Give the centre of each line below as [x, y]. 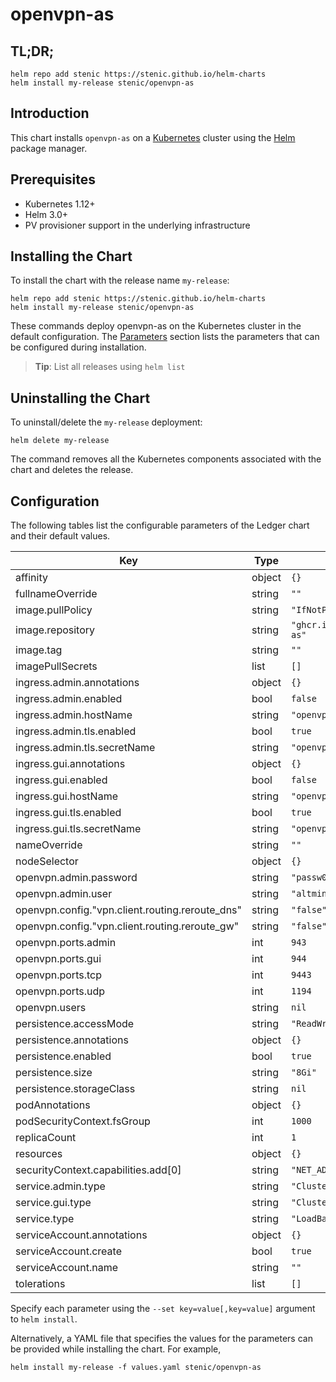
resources [39, 1154]
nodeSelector [47, 861]
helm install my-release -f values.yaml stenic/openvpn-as [136, 1368]
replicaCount [46, 1138]
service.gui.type [53, 1203]
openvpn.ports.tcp [58, 975]
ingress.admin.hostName [74, 715]
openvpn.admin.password [76, 878]
